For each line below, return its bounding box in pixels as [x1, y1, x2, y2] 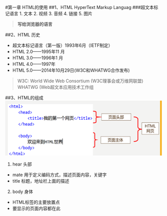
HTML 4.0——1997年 [12, 61, 56, 67]
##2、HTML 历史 [5, 32, 41, 37]
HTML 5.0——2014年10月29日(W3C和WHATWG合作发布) [12, 67, 130, 73]
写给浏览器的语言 [17, 21, 53, 27]
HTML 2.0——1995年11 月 [12, 49, 65, 54]
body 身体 [12, 189, 33, 195]
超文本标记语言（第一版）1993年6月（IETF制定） [12, 42, 113, 48]
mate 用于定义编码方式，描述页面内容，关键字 [12, 172, 107, 178]
